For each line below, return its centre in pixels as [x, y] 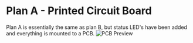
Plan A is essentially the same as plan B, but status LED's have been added [97, 27]
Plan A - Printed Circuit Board [79, 11]
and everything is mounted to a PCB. [50, 33]
